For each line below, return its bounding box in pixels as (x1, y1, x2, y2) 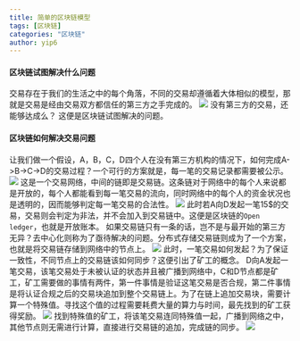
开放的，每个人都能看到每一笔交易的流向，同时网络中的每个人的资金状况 (16, 187, 283, 198)
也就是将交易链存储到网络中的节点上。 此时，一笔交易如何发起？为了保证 (9, 243, 288, 254)
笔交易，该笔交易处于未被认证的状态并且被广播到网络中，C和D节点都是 (9, 265, 271, 277)
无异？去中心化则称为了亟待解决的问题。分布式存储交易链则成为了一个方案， (9, 232, 291, 243)
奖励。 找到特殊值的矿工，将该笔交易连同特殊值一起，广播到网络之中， (16, 310, 288, 321)
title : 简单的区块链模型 (9, 12, 91, 22)
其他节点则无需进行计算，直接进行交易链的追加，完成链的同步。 (9, 321, 244, 332)
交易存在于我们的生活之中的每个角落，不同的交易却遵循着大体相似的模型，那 (9, 88, 291, 99)
